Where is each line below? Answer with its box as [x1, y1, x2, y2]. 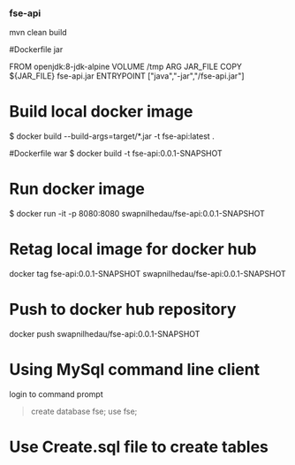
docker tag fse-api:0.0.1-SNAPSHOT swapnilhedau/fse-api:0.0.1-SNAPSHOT [9, 269, 287, 279]
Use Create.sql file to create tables [9, 437, 269, 457]
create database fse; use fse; [30, 406, 138, 416]
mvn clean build [9, 27, 68, 38]
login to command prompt [9, 388, 103, 400]
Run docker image [9, 179, 146, 199]
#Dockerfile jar [9, 44, 64, 55]
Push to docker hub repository [9, 300, 237, 320]
